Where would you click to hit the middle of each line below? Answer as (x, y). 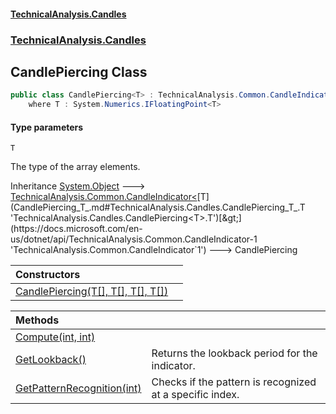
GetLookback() (51, 360)
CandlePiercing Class (79, 71)
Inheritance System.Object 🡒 (78, 186)
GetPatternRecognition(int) (78, 388)
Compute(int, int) (55, 337)
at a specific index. (195, 395)
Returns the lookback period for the (234, 353)
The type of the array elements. (75, 167)
